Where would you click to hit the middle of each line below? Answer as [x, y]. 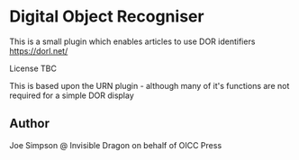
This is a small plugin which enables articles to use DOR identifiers [132, 41]
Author [29, 124]
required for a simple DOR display [72, 95]
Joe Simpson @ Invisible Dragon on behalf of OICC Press [116, 145]
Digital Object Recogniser [107, 17]
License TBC [33, 68]
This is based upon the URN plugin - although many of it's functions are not [149, 85]
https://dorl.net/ [39, 50]
